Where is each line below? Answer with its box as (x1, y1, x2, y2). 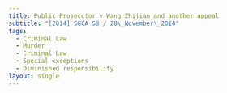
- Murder (15, 42, 45, 50)
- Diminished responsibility (15, 65, 114, 73)
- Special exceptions (15, 57, 89, 66)
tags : (8, 27, 27, 35)
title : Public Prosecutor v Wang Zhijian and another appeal (8, 11, 220, 20)
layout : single (8, 72, 60, 80)
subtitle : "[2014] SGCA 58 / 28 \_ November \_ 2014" (8, 19, 180, 27)
